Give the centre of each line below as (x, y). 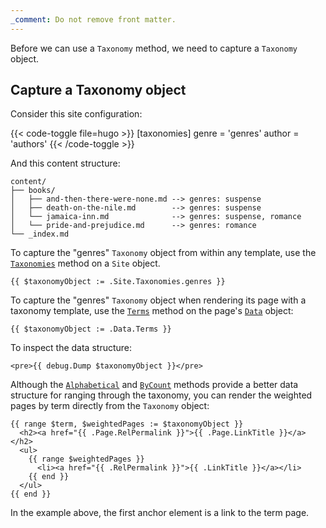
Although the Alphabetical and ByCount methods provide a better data (154, 385)
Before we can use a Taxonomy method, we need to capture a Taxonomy (154, 48)
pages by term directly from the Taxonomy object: (110, 406)
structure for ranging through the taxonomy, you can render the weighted (161, 395)
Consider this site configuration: (76, 114)
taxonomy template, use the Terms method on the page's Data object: (152, 311)
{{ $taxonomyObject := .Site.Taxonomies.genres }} (118, 282)
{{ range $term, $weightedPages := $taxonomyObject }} (127, 424)
